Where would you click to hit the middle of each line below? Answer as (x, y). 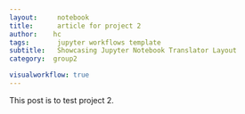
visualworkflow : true (49, 75)
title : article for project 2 (75, 26)
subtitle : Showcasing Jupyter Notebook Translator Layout (123, 51)
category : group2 (43, 59)
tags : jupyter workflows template (86, 42)
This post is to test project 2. (61, 100)
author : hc (36, 34)
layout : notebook (49, 17)
